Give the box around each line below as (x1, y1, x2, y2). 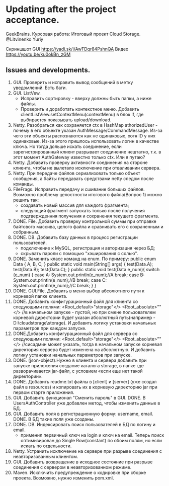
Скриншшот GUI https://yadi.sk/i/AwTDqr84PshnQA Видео (6, 46, 129, 52)
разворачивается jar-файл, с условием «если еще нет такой (13, 368, 143, 374)
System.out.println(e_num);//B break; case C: (13, 277, 107, 283)
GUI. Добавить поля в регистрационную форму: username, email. (13, 411, 153, 417)
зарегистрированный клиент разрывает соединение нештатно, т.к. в (13, 148, 161, 154)
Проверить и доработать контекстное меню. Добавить (20, 106, 140, 112)
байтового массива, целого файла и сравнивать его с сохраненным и (13, 223, 164, 229)
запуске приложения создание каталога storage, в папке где (13, 362, 144, 368)
